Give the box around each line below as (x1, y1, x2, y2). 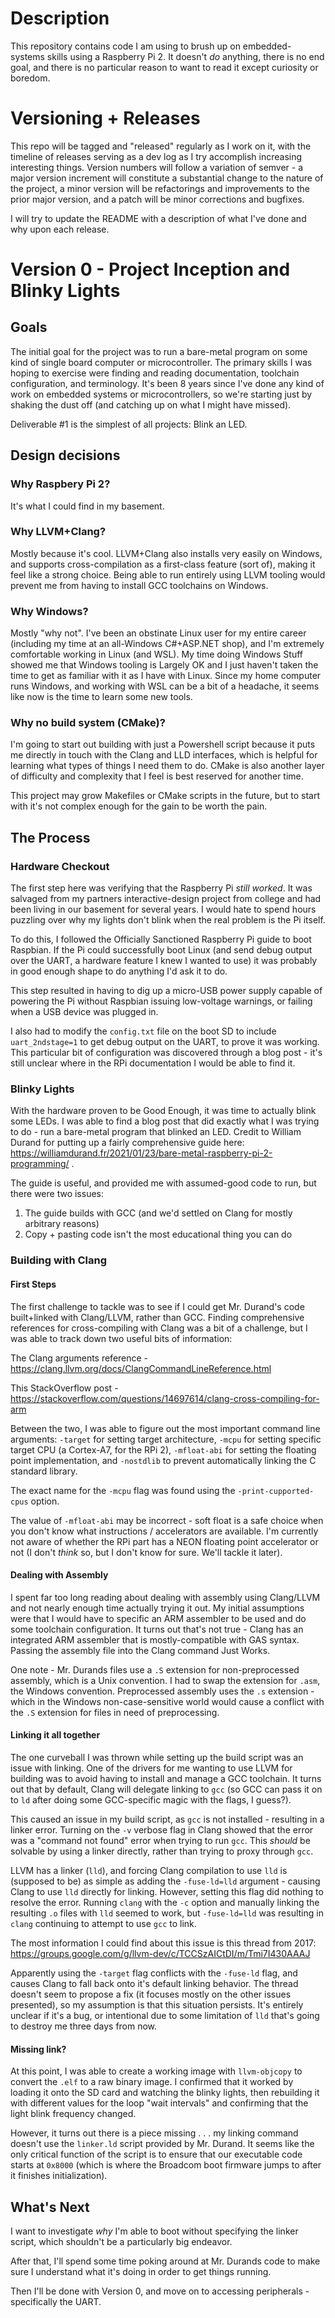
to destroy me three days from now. (10, 2020, 158, 2032)
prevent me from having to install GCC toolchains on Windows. (10, 579, 269, 591)
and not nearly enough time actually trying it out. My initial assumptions (10, 1602, 305, 1614)
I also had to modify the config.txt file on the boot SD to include (10, 1025, 277, 1037)
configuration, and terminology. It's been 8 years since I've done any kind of (10, 377, 325, 389)
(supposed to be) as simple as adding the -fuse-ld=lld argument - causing (10, 1875, 321, 1887)
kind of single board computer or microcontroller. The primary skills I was (10, 356, 313, 368)
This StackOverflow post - (10, 1382, 119, 1394)
